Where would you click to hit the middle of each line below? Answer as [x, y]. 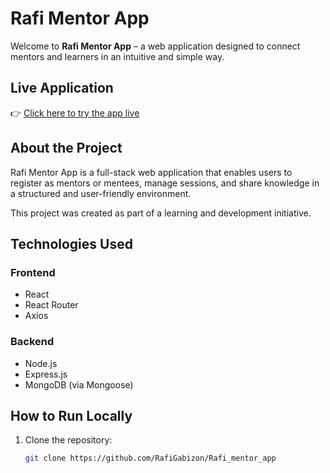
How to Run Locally [71, 415]
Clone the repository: [68, 440]
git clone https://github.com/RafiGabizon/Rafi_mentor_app [150, 458]
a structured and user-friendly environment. [101, 193]
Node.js [41, 363]
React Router [51, 305]
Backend [32, 342]
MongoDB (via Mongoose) [79, 384]
